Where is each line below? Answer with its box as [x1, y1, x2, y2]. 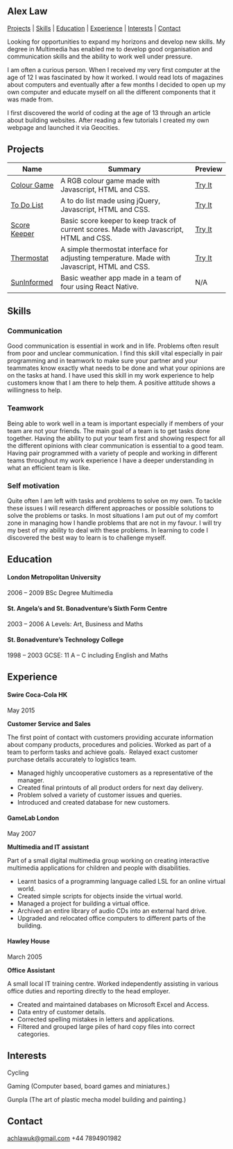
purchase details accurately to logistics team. [7, 755, 137, 763]
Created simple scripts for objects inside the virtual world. [17, 891, 183, 900]
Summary [107, 164, 141, 174]
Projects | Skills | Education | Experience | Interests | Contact [7, 24, 181, 32]
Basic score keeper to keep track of [60, 215, 177, 225]
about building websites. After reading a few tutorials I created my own [7, 116, 209, 124]
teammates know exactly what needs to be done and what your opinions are [7, 364, 225, 372]
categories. [17, 1030, 50, 1038]
